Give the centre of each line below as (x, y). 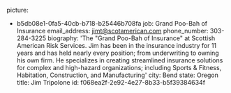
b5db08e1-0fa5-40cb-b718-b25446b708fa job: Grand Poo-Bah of (112, 23)
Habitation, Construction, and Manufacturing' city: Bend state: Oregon (118, 75)
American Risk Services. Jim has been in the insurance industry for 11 (117, 45)
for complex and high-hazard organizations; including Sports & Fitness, (119, 68)
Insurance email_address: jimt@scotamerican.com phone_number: (112, 31)
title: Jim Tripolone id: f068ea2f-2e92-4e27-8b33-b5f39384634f (111, 82)
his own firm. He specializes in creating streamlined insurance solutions (120, 60)
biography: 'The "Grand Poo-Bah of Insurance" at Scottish (132, 38)
